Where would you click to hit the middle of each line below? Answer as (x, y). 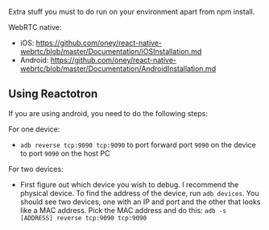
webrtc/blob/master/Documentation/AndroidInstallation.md (118, 69)
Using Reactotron (53, 94)
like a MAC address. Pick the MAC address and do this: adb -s (123, 210)
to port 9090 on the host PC (65, 153)
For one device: (34, 129)
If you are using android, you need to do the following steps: (108, 113)
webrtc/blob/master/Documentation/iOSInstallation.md (111, 51)
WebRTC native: (35, 27)
